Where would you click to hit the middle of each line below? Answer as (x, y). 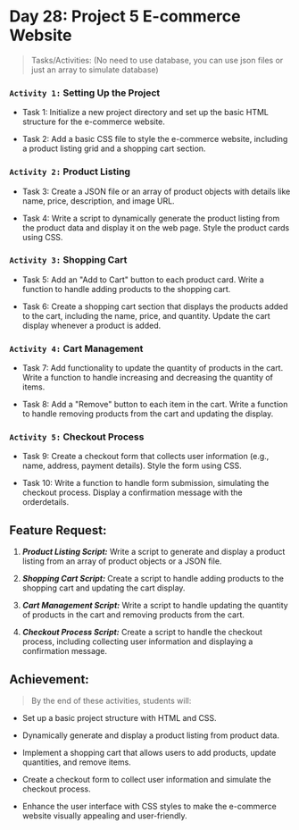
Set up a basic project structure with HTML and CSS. (119, 718)
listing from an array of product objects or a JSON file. (122, 561)
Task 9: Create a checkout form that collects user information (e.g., (145, 457)
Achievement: (49, 679)
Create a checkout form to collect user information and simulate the (146, 780)
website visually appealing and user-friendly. (104, 816)
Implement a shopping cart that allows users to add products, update (149, 753)
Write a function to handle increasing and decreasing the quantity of (148, 378)
